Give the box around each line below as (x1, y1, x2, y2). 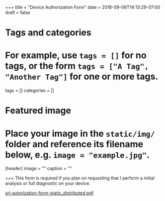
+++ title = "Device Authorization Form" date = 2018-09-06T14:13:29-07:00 (5, 4, 161, 10)
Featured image (5, 105, 71, 116)
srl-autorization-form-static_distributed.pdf (5, 190, 93, 196)
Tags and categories (5, 27, 91, 38)
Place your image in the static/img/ (5, 128, 155, 139)
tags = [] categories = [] (5, 87, 55, 94)
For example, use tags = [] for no (5, 50, 147, 61)
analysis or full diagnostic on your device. (5, 181, 90, 187)
